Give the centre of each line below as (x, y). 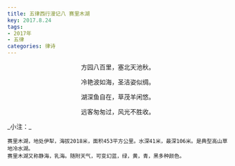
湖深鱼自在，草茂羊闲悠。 (118, 97)
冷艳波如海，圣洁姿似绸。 (118, 82)
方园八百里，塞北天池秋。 (118, 67)
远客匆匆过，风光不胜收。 (118, 112)
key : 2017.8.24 (29, 20)
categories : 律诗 (32, 46)
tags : (15, 27)
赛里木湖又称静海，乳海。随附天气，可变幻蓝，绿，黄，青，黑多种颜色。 (96, 156)
